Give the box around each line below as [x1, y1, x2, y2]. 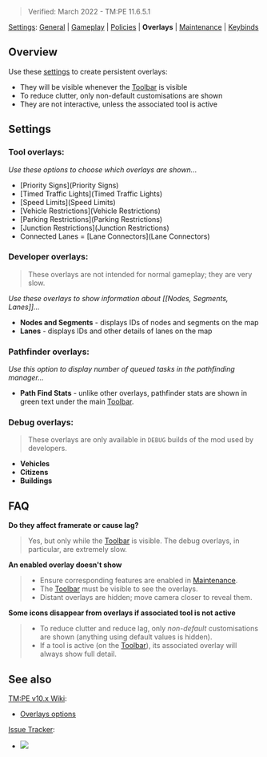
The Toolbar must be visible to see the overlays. [39, 584, 198, 594]
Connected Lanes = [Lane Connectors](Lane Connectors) [19, 232, 210, 241]
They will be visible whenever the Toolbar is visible [19, 82, 188, 91]
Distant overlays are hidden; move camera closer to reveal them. [39, 593, 253, 602]
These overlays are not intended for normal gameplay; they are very [27, 269, 253, 279]
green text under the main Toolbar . [19, 397, 134, 407]
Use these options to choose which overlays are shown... [8, 164, 197, 175]
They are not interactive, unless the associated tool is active [19, 99, 218, 109]
